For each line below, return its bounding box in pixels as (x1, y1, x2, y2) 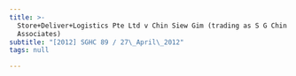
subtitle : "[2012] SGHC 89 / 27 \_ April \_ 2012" (9, 37, 184, 47)
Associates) (17, 29, 62, 38)
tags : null (9, 46, 50, 55)
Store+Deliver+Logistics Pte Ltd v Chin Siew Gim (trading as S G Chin (17, 21, 288, 30)
